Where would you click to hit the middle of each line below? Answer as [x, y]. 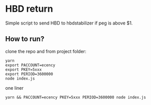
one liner [14, 88]
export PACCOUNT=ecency [30, 65]
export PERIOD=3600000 [29, 74]
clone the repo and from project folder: [46, 51]
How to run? [25, 39]
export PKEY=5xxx [24, 69]
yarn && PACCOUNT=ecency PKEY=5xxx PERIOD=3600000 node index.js [75, 97]
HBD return [29, 9]
